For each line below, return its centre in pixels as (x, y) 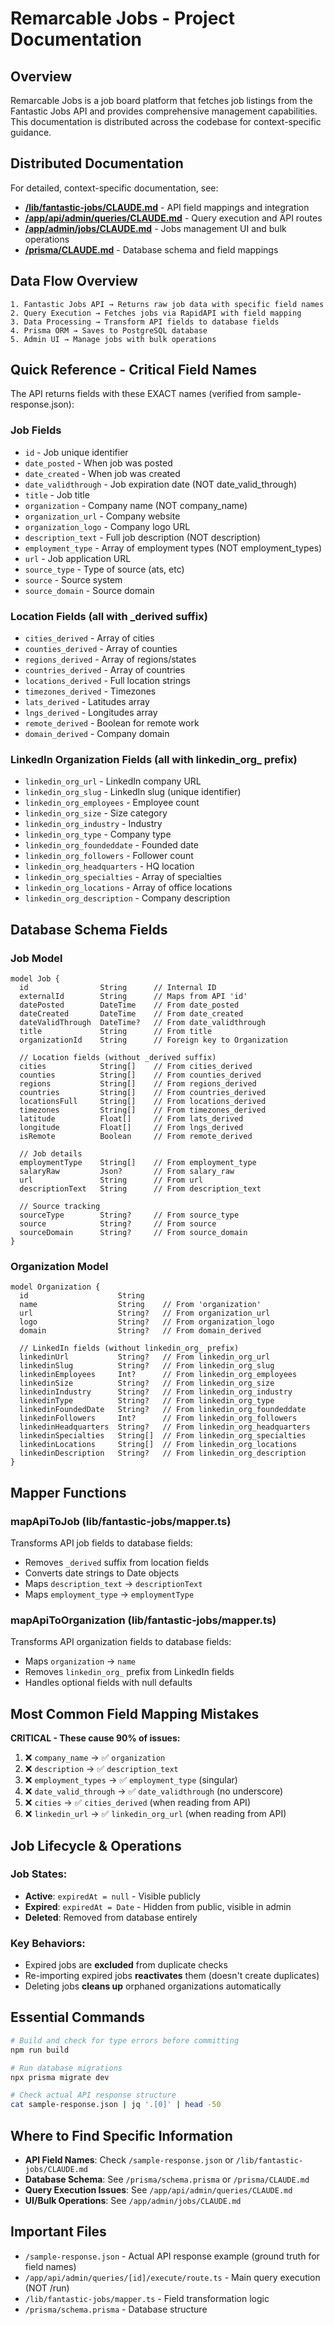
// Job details (51, 1154)
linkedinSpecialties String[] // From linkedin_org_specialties (163, 1436)
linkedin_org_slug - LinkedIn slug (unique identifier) (133, 792)
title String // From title (116, 1032)
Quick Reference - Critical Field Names (134, 370)
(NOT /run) (47, 2288)
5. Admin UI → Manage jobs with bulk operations (113, 339)
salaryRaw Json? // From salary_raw (127, 1172)
